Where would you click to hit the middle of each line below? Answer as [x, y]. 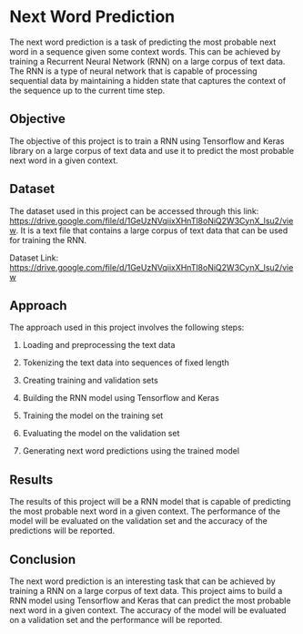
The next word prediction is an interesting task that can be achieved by [142, 581]
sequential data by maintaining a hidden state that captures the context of [148, 80]
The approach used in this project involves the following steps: [127, 327]
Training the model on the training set [93, 415]
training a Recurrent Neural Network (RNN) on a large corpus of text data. [147, 61]
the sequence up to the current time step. [87, 90]
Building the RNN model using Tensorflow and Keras [121, 398]
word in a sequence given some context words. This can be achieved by [145, 51]
